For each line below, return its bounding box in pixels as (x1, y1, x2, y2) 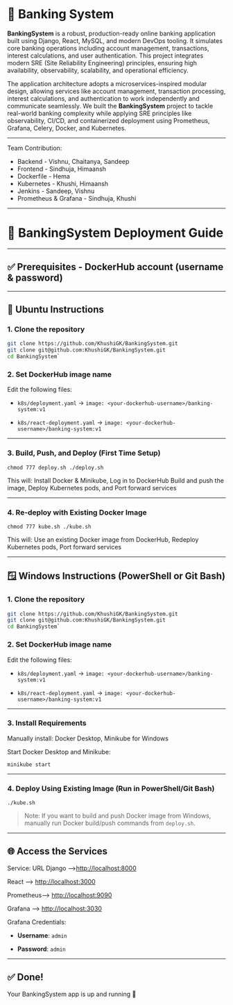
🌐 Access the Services (7, 845, 108, 857)
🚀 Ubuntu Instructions (7, 304, 104, 315)
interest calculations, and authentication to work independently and (7, 94, 200, 103)
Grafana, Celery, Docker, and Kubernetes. (7, 124, 127, 132)
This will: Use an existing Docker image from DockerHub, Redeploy (7, 535, 199, 544)
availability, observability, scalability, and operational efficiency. (7, 66, 189, 74)
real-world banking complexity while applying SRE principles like (7, 109, 192, 117)
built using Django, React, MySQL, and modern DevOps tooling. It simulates (7, 36, 223, 44)
